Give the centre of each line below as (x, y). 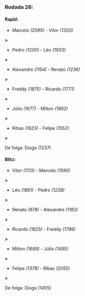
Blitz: (10, 159)
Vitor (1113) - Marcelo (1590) (41, 171)
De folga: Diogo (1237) (28, 148)
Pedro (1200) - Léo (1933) (39, 50)
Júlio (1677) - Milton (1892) (40, 109)
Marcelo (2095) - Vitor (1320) (42, 30)
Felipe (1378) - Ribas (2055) (41, 268)
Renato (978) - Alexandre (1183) (45, 210)
